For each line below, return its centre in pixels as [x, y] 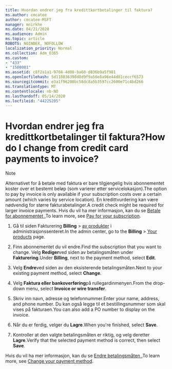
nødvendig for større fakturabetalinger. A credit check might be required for [85, 205]
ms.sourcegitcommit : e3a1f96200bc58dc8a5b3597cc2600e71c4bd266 [74, 82]
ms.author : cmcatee [26, 15]
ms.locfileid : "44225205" [33, 101]
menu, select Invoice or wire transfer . [66, 289]
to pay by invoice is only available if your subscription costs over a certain [83, 194]
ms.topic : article [25, 39]
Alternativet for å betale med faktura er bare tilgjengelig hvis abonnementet [85, 183]
